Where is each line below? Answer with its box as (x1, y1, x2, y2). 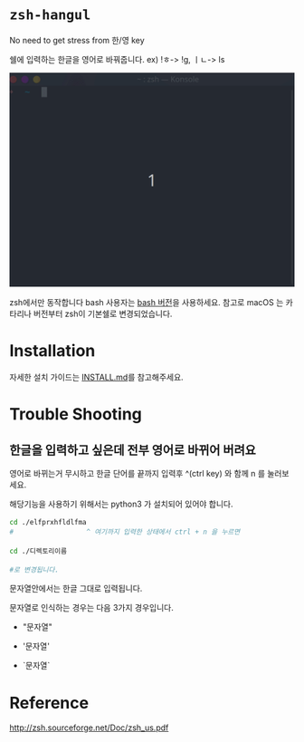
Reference (9, 692, 89, 713)
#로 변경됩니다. (9, 565, 60, 574)
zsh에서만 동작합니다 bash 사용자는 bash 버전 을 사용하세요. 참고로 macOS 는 (9, 297, 284, 308)
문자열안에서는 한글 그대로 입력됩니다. (9, 583, 143, 594)
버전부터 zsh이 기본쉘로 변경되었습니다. (33, 308, 173, 320)
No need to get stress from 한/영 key (9, 34, 145, 45)
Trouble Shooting (9, 404, 143, 425)
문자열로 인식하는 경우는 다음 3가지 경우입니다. (9, 602, 174, 613)
